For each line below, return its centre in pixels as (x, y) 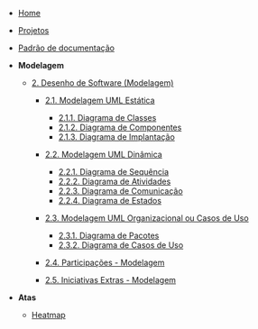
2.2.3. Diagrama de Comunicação (120, 191)
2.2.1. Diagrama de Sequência (114, 172)
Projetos (33, 30)
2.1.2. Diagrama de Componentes (120, 127)
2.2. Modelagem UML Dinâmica (103, 154)
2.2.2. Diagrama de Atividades (115, 181)
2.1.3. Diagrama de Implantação (117, 137)
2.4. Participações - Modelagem (105, 262)
